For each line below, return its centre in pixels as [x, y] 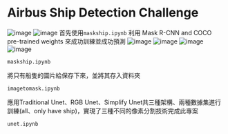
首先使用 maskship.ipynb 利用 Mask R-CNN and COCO [135, 32]
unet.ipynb [23, 124]
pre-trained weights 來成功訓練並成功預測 [66, 41]
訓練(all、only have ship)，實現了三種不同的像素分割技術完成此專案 [103, 111]
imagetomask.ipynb [34, 88]
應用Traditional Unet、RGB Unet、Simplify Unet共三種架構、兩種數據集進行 [114, 102]
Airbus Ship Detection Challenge [103, 13]
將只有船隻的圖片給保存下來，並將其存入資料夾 [74, 75]
